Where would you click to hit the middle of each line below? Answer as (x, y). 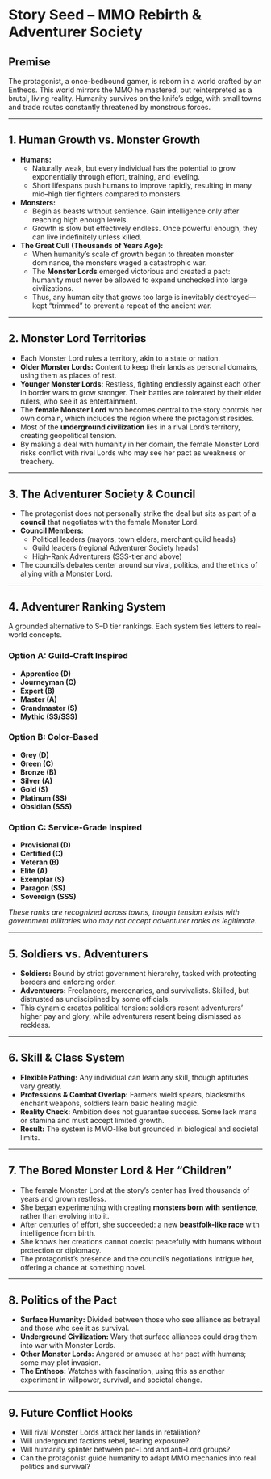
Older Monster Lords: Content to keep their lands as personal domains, (139, 366)
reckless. (35, 1025)
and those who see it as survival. (75, 1329)
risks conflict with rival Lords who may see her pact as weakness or (133, 452)
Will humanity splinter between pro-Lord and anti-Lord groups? (125, 1450)
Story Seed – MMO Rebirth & (105, 15)
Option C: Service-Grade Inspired (75, 827)
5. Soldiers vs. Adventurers (78, 954)
